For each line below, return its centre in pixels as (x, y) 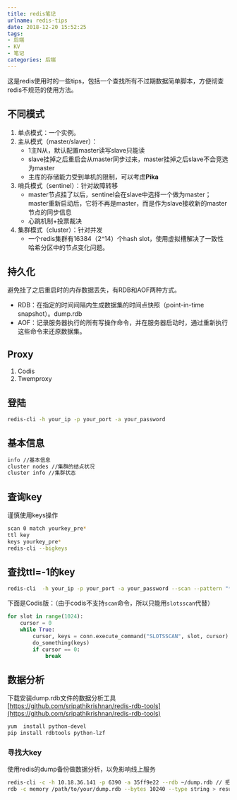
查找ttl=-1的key (41, 572)
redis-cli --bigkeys (38, 548)
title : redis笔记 (32, 14)
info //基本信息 (29, 460)
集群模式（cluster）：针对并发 (60, 230)
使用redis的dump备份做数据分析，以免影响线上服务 (82, 769)
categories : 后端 (32, 60)
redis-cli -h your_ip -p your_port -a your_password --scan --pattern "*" (121, 589)
